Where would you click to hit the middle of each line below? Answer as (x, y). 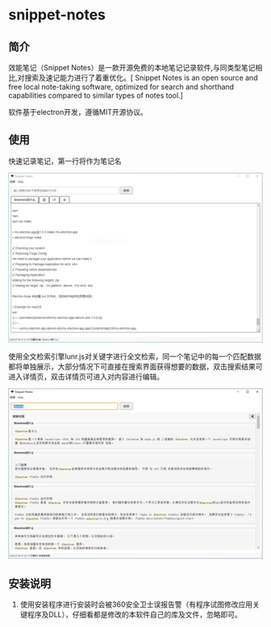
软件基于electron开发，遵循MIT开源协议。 (78, 112)
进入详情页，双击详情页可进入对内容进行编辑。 (86, 377)
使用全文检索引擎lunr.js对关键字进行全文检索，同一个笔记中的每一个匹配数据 (135, 356)
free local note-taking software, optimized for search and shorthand (121, 87)
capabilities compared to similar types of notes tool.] (96, 95)
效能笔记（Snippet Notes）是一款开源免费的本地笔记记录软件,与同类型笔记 (132, 67)
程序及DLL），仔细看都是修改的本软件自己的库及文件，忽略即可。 (134, 614)
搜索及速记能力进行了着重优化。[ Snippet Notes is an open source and (141, 78)
